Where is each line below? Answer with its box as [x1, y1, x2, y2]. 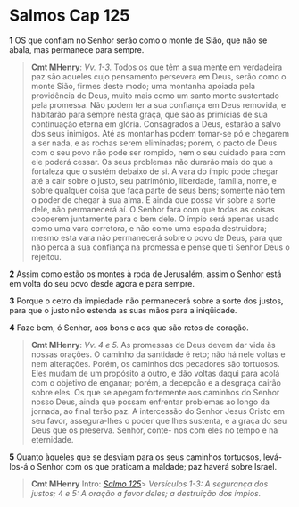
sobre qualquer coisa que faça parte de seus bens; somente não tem [30, 185, 286, 195]
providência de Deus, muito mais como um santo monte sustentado [30, 90, 279, 101]
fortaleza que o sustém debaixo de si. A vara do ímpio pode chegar [30, 166, 278, 177]
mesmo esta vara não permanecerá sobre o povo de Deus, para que [30, 232, 283, 243]
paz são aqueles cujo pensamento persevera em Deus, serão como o [30, 71, 287, 81]
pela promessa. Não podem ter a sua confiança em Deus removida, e [30, 99, 287, 110]
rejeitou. [30, 251, 62, 262]
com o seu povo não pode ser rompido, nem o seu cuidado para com [30, 146, 286, 157]
